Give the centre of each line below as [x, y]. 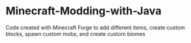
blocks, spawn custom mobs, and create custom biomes [75, 33]
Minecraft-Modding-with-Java [83, 11]
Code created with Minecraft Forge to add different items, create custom [95, 27]
